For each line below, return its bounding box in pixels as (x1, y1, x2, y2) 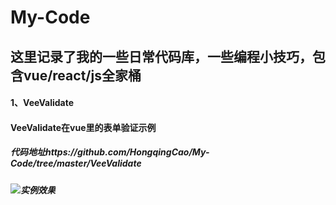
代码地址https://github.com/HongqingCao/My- (10, 146, 210, 158)
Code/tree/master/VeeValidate (10, 157, 142, 170)
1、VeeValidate (10, 97, 75, 109)
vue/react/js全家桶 (23, 67, 142, 84)
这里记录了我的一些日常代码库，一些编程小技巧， (10, 48, 313, 65)
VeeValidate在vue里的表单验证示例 (10, 121, 157, 133)
